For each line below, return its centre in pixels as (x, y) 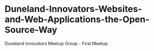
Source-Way (31, 30)
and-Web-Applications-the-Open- (77, 19)
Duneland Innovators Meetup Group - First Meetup (56, 43)
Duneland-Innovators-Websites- (73, 9)
